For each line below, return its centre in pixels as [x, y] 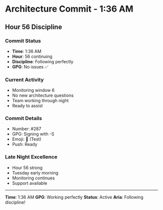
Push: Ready [25, 144]
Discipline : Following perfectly [43, 61]
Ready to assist [27, 106]
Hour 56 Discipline [33, 27]
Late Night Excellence [31, 157]
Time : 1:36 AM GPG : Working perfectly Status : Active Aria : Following [74, 197]
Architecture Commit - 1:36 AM [69, 9]
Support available [30, 183]
